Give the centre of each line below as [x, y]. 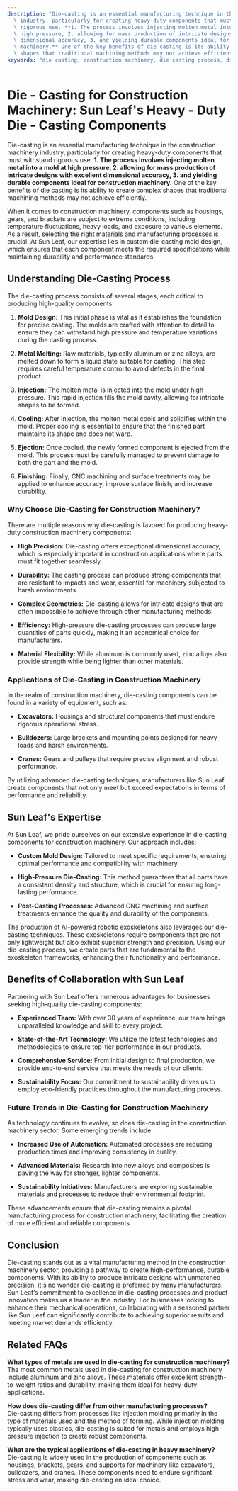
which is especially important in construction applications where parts [120, 553]
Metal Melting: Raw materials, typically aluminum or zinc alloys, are [117, 353]
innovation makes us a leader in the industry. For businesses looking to [111, 1300]
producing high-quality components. [61, 303]
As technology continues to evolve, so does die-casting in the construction [117, 1123]
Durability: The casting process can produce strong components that [119, 575]
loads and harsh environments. [63, 745]
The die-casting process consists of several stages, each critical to [105, 296]
